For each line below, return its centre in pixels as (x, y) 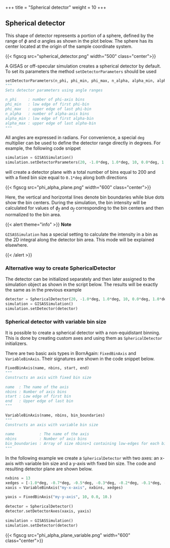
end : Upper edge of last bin (39, 401)
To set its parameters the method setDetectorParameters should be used (81, 71)
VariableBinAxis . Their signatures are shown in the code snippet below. (80, 359)
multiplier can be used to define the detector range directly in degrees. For (83, 143)
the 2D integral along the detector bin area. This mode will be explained (80, 239)
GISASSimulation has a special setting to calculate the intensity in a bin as (82, 234)
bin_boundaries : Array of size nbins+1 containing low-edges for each (82, 444)
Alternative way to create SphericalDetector (60, 268)
